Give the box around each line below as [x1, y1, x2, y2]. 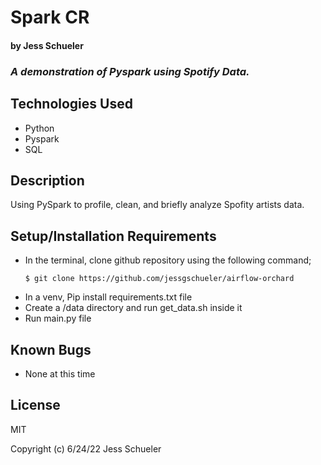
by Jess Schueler [10, 39, 84, 51]
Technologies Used [10, 96, 133, 113]
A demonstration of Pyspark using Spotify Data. [10, 64, 250, 78]
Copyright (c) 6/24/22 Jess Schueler [10, 442, 162, 455]
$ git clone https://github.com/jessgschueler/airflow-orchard [24, 274, 295, 284]
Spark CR [10, 6, 90, 29]
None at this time [24, 367, 96, 380]
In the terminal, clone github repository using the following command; [24, 254, 312, 266]
